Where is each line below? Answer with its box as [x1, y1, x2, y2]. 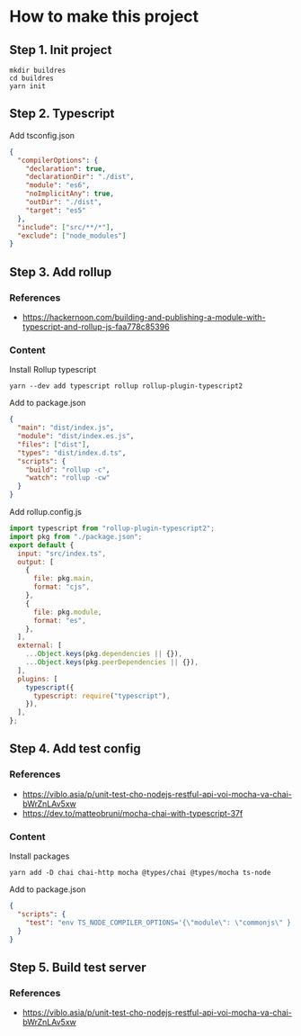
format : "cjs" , [32, 582, 91, 591]
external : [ [17, 641, 63, 650]
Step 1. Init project [9, 42, 112, 58]
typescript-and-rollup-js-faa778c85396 [22, 321, 170, 332]
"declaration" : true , [25, 164, 106, 173]
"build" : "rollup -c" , [25, 465, 111, 474]
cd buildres [9, 74, 54, 83]
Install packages [9, 851, 70, 861]
